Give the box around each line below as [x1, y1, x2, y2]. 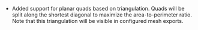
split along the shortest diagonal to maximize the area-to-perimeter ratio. [11, 11, 193, 18]
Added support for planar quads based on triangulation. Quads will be [11, 5, 185, 12]
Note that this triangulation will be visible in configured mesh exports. [11, 18, 184, 24]
